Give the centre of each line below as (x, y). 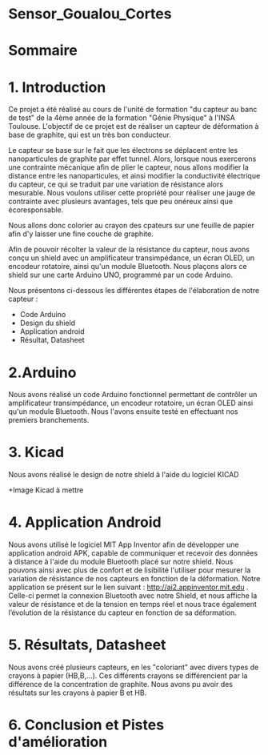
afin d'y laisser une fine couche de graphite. (81, 234)
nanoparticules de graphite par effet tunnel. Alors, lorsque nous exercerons (132, 159)
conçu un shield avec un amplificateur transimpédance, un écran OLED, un (132, 258)
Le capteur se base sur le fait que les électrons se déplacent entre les (123, 151)
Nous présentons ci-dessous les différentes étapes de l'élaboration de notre (134, 291)
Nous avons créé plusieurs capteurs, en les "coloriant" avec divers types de (134, 667)
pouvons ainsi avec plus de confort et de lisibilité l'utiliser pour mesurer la (130, 570)
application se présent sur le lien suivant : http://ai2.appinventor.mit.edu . (128, 587)
